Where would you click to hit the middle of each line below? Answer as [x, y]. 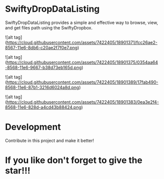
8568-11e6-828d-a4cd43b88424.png [43, 107]
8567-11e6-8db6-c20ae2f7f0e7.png [41, 47]
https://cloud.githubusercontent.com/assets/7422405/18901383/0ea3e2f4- [83, 102]
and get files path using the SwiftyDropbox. [49, 27]
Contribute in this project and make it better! [50, 140]
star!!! [18, 171]
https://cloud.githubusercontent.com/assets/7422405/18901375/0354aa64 [82, 62]
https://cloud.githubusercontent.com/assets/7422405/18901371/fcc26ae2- [82, 42]
